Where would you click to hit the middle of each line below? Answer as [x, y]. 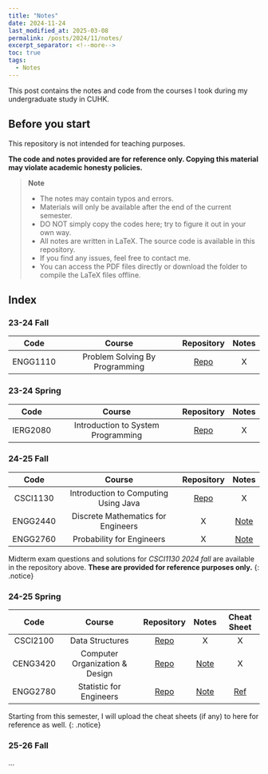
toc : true [25, 53]
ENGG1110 [34, 362]
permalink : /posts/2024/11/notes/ [66, 38]
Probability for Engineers [119, 539]
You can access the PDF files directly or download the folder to [143, 266]
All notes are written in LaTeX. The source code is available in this [147, 241]
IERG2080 [32, 430]
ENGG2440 [34, 521]
